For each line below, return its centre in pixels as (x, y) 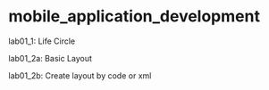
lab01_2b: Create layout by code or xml (80, 75)
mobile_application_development (134, 16)
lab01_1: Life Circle (42, 41)
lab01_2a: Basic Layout (50, 58)
